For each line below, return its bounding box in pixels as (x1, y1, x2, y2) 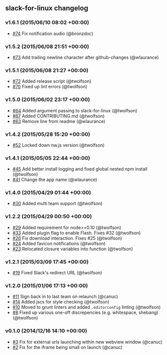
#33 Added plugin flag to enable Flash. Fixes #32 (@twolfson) (12, 230, 141, 236)
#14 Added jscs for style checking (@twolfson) (12, 299, 109, 305)
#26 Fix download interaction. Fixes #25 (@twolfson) (12, 235, 122, 241)
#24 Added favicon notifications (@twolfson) (12, 240, 106, 246)
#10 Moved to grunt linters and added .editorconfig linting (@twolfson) (12, 304, 161, 310)
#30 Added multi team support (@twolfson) (12, 201, 103, 207)
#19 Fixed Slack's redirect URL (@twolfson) (12, 270, 102, 276)
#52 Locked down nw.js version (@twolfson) (12, 142, 105, 148)
